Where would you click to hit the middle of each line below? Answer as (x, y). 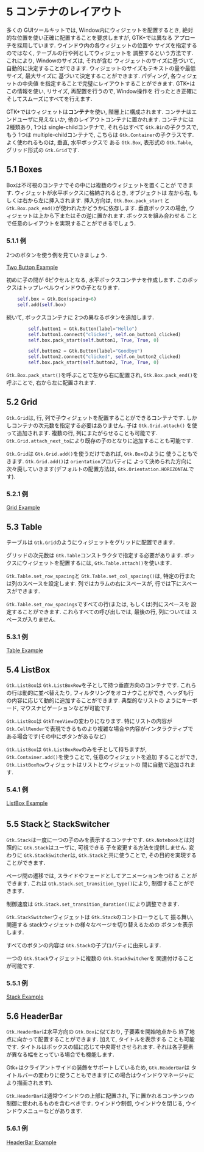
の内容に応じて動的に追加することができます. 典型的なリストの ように (94, 700)
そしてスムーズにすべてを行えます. (49, 98)
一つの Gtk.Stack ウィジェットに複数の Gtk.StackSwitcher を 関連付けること (100, 958)
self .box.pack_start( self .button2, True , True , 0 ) (94, 363)
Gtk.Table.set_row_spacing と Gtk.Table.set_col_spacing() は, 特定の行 (96, 576)
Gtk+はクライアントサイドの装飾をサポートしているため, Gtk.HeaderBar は (98, 1068)
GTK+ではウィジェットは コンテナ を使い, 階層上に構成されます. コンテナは (99, 112)
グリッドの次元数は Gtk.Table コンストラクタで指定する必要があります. (95, 555)
